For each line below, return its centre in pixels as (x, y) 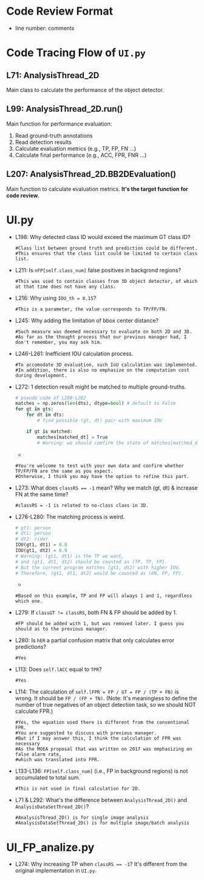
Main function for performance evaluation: (59, 124)
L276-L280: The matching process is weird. (70, 517)
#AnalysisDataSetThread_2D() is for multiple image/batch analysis (102, 823)
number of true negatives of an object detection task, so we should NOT (105, 705)
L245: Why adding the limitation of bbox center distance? (87, 320)
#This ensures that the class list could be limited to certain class (106, 253)
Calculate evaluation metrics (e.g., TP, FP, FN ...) (76, 148)
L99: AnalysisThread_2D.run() (65, 109)
